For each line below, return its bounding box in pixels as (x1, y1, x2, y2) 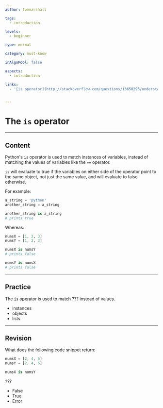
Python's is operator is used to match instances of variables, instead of (5, 154, 148, 160)
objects (12, 310, 28, 316)
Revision (5, 334, 32, 342)
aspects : (5, 68, 23, 73)
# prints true (5, 216, 34, 221)
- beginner (9, 34, 32, 39)
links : (5, 82, 18, 87)
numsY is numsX (5, 260, 36, 265)
